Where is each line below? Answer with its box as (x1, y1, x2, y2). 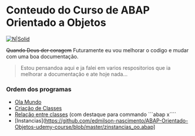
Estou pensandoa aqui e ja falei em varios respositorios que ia (20, 64, 171, 71)
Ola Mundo (14, 98, 42, 106)
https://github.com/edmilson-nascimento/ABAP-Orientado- (45, 117, 189, 124)
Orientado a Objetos (6, 16, 107, 29)
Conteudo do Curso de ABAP (6, 4, 150, 17)
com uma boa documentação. (6, 53, 79, 60)
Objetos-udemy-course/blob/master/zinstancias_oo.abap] (14, 124, 156, 131)
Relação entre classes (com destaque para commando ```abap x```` (14, 111, 176, 118)
